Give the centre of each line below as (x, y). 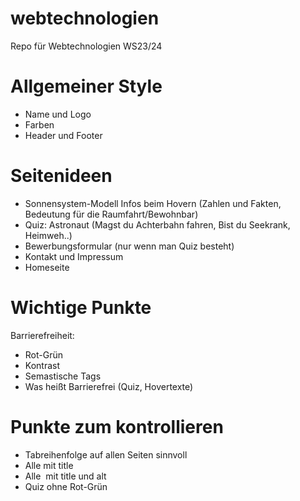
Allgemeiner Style (86, 86)
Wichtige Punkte (81, 308)
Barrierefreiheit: (42, 335)
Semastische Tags (63, 376)
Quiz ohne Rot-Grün (66, 486)
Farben (39, 124)
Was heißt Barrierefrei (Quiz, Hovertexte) (109, 386)
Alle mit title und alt (65, 476)
